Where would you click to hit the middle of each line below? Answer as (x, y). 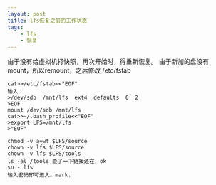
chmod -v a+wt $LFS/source (47, 142)
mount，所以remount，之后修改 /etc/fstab (69, 70)
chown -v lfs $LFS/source (46, 148)
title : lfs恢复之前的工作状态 (47, 21)
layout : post (27, 14)
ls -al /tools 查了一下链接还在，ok (57, 162)
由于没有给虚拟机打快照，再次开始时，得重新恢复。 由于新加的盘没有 (108, 62)
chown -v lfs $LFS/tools (44, 154)
